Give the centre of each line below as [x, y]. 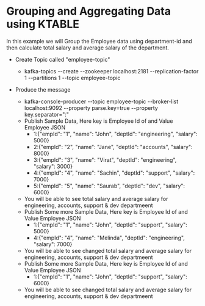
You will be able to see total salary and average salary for [96, 199]
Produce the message [43, 89]
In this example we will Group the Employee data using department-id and [99, 41]
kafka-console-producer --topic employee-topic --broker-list [101, 101]
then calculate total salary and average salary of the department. [88, 48]
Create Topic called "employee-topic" [63, 59]
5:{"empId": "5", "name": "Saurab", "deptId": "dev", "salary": [109, 186]
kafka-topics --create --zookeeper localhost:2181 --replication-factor [111, 71]
